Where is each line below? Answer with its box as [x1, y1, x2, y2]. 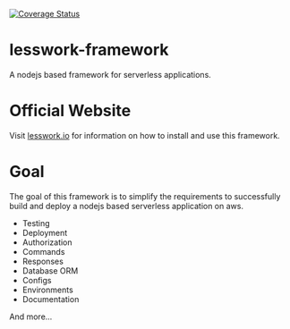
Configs [21, 274, 52, 285]
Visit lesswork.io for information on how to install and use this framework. [9, 130, 280, 140]
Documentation [21, 293, 80, 304]
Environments [21, 284, 73, 295]
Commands [21, 246, 65, 257]
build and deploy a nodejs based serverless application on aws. [9, 200, 244, 211]
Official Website [9, 101, 132, 121]
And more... [9, 311, 53, 322]
